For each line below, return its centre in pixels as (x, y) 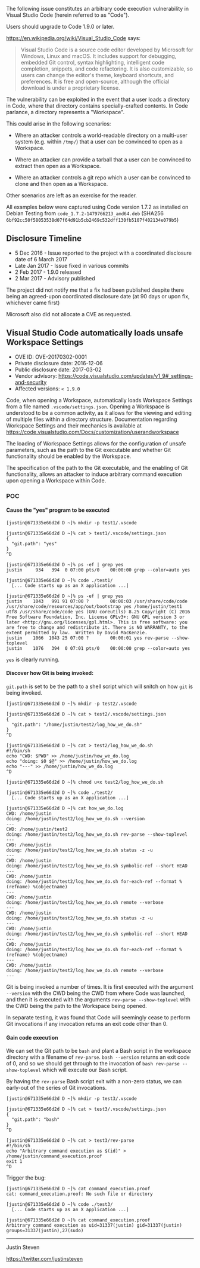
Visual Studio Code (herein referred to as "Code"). (68, 15)
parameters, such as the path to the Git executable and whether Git (89, 450)
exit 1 (14, 1162)
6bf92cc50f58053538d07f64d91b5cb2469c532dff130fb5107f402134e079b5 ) (93, 220)
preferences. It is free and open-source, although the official (95, 81)
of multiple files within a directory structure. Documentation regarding (92, 419)
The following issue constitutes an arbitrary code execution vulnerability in (98, 9)
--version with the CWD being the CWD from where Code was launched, (96, 993)
